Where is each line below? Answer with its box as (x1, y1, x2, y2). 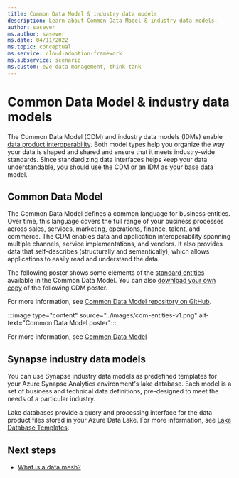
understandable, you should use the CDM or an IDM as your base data (7, 163, 214, 171)
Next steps (7, 444, 57, 456)
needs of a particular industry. (7, 395, 96, 403)
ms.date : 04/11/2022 (7, 37, 69, 44)
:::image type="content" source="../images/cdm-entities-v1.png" (7, 311, 198, 320)
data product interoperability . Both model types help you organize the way (7, 140, 225, 148)
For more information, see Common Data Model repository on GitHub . (7, 298, 212, 306)
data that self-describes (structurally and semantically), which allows (7, 247, 210, 256)
